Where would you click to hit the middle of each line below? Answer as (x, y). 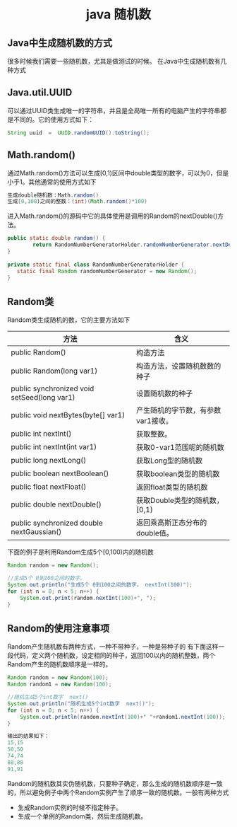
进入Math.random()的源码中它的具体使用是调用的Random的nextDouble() (113, 216)
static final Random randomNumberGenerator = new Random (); (107, 271)
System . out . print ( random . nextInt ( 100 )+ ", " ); (88, 598)
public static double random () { (56, 238)
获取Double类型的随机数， (180, 501)
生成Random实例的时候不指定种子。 (70, 807)
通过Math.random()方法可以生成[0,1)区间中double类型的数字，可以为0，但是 (118, 173)
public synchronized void (53, 388)
